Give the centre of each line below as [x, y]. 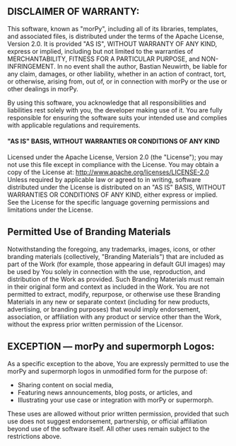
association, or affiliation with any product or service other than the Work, [114, 316]
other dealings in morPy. [43, 88]
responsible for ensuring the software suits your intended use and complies [117, 118]
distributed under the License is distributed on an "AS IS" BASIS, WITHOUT [117, 188]
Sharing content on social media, [65, 384]
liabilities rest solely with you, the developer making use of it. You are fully [115, 110]
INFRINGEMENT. [31, 66]
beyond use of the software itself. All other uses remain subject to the [108, 428]
